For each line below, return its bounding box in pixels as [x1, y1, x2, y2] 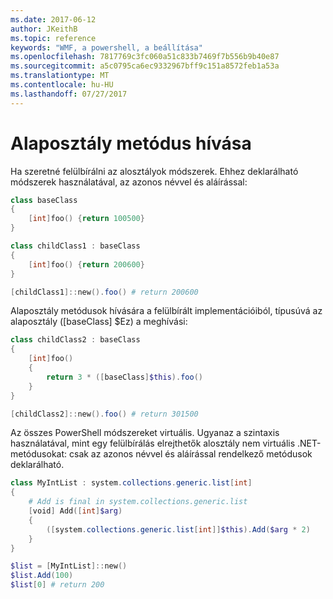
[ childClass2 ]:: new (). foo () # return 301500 [10, 409, 199, 419]
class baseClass [10, 195, 78, 205]
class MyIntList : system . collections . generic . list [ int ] [10, 478, 253, 488]
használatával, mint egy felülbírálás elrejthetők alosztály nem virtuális [10, 437, 296, 450]
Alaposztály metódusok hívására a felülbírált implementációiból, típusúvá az [10, 305, 323, 317]
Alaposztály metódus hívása [10, 132, 252, 155]
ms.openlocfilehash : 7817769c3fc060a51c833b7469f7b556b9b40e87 [10, 52, 280, 62]
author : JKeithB [10, 24, 78, 34]
